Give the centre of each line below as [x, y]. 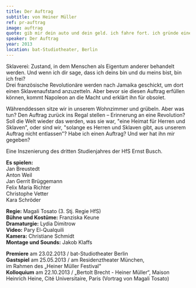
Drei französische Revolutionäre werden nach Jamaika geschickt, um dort [95, 85]
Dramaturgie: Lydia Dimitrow [41, 224]
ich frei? [16, 78]
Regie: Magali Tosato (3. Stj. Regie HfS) [54, 211]
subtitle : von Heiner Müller [41, 17]
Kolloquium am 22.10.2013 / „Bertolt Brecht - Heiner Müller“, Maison [88, 272]
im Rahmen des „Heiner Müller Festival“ [54, 266]
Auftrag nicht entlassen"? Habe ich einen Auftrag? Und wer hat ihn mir [90, 133]
